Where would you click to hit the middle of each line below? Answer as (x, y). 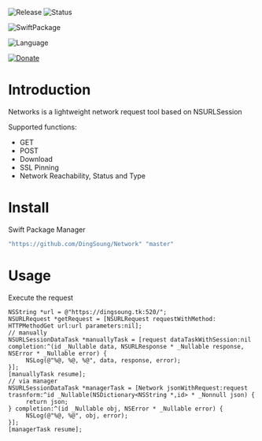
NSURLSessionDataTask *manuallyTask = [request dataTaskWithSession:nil (130, 339)
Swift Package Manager (47, 230)
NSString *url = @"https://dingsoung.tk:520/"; (88, 312)
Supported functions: (42, 127)
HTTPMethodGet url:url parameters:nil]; (76, 326)
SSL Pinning (39, 167)
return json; (47, 402)
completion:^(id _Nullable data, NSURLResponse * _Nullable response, (126, 346)
